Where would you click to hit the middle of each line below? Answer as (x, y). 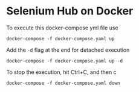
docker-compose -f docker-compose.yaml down (63, 83)
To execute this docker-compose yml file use (63, 28)
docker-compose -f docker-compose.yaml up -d (64, 61)
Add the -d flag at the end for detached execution (68, 50)
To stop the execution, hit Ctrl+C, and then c (61, 72)
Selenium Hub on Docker (70, 11)
